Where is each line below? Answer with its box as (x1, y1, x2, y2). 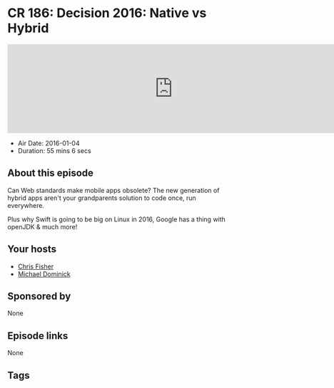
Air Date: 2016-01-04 (17, 139, 80, 147)
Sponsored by (7, 290, 71, 302)
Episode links (7, 330, 69, 342)
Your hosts (7, 243, 57, 256)
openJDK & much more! (7, 222, 78, 231)
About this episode (7, 167, 94, 179)
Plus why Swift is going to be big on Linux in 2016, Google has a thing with (7, 215, 226, 224)
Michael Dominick (17, 269, 71, 278)
